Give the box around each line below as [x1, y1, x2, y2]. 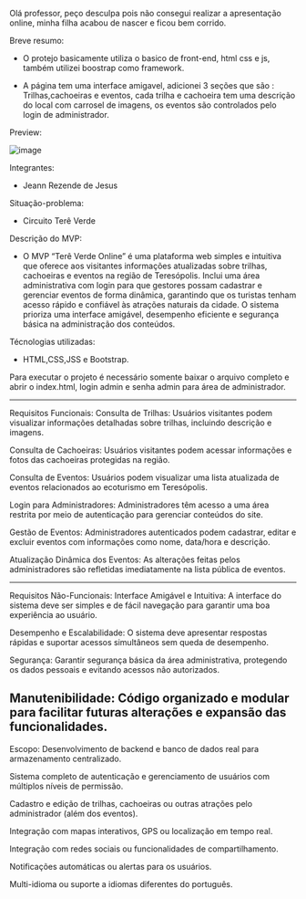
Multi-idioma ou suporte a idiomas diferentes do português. [9, 878, 233, 889]
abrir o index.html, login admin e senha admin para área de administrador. [9, 382, 287, 392]
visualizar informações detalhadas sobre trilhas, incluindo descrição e [9, 417, 272, 428]
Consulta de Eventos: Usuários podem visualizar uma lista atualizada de [9, 472, 280, 483]
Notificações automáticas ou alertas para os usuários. [9, 861, 212, 872]
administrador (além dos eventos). [9, 808, 138, 819]
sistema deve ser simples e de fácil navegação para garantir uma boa [9, 600, 270, 611]
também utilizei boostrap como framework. [22, 63, 185, 73]
